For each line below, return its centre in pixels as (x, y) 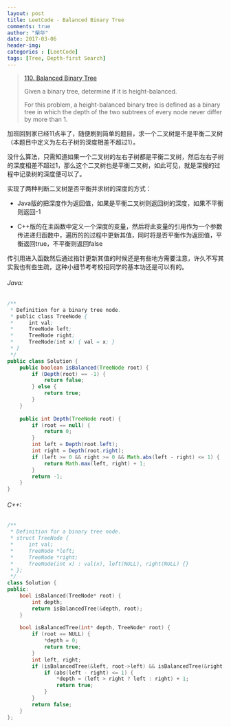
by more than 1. (46, 119)
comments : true (29, 26)
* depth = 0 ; (61, 641)
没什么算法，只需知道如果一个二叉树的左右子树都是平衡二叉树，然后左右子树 (115, 156)
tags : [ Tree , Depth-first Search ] (57, 59)
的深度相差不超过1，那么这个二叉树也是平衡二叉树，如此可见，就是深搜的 (111, 165)
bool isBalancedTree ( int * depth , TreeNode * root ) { (95, 628)
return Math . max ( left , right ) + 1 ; (95, 463)
